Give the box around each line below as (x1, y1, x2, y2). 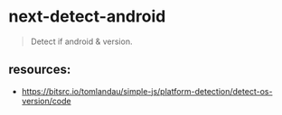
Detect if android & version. (30, 36, 133, 47)
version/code (21, 95, 71, 106)
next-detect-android (8, 6, 166, 27)
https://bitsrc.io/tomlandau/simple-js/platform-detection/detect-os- (21, 85, 273, 96)
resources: (8, 62, 71, 77)
